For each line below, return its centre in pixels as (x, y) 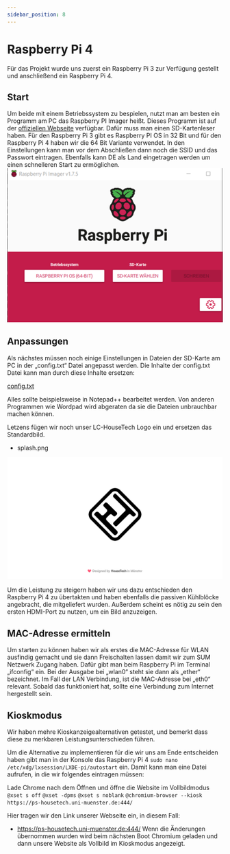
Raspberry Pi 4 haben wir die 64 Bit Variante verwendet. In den (96, 143)
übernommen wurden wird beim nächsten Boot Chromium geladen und (117, 836)
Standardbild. (26, 434)
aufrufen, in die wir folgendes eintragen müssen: (76, 774)
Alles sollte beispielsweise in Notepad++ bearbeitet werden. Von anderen (111, 399)
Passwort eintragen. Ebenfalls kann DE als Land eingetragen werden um (109, 157)
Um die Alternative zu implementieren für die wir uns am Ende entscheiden (113, 752)
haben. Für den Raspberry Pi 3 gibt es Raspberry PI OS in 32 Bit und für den (114, 136)
